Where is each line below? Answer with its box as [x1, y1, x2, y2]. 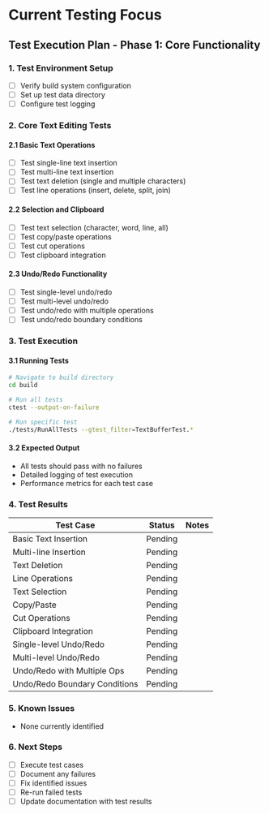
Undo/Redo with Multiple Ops [12, 665, 125, 677]
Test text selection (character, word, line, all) [19, 222, 169, 232]
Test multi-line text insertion [19, 167, 114, 177]
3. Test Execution [8, 335, 79, 347]
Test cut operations [19, 241, 85, 251]
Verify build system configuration [19, 80, 132, 90]
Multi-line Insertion [12, 546, 87, 558]
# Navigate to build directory [8, 373, 114, 382]
